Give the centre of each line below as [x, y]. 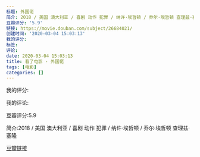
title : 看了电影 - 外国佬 [35, 61]
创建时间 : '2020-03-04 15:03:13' [46, 34]
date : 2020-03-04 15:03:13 [40, 56]
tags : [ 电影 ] [21, 67]
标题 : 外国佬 [20, 12]
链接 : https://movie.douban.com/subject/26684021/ [69, 28]
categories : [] [25, 73]
